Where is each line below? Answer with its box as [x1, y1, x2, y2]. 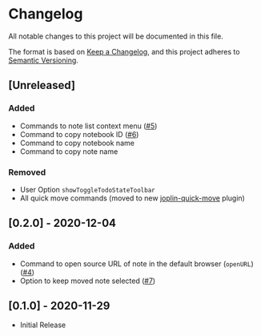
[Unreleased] [8, 79, 76, 92]
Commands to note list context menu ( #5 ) [19, 121, 158, 131]
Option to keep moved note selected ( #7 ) [19, 276, 156, 285]
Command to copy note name [19, 146, 118, 156]
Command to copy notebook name [19, 138, 135, 148]
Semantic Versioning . [8, 55, 78, 65]
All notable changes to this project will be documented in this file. [8, 31, 224, 41]
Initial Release [19, 320, 66, 330]
